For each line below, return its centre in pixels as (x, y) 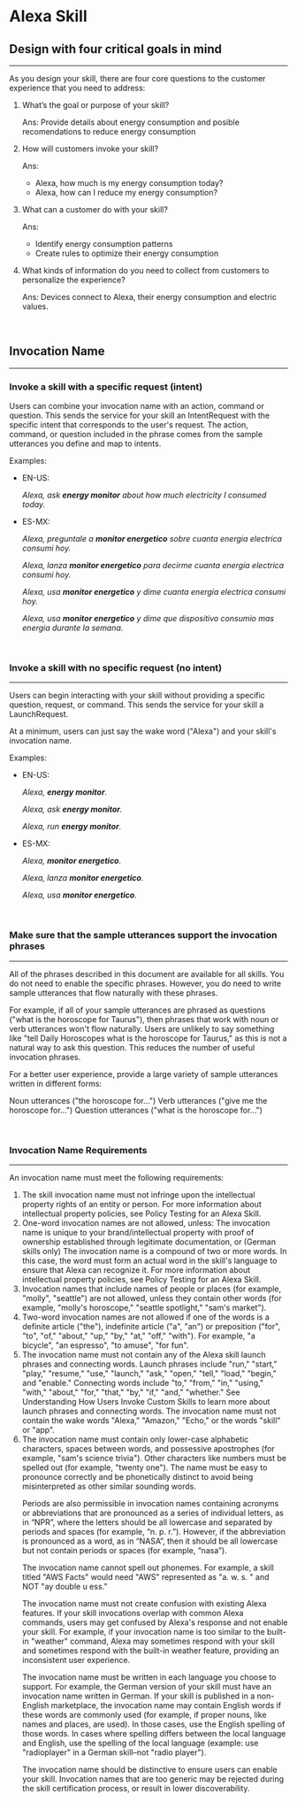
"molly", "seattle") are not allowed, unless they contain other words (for (152, 1298)
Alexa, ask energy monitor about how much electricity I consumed (144, 495)
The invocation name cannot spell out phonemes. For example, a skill (148, 1567)
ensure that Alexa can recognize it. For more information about (136, 1270)
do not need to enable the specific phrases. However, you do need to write (145, 983)
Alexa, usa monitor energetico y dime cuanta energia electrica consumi (154, 592)
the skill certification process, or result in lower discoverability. (136, 1788)
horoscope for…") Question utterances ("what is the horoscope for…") (136, 1110)
